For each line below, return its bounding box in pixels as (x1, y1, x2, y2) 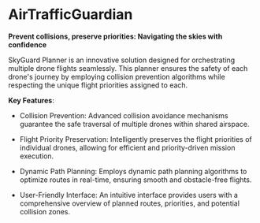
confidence (8, 39, 47, 49)
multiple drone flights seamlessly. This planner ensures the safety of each (8, 63, 248, 72)
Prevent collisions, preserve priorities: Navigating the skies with (8, 32, 223, 41)
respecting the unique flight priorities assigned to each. (8, 80, 188, 90)
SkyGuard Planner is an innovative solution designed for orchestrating (8, 55, 236, 65)
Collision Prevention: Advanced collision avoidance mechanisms (19, 110, 228, 120)
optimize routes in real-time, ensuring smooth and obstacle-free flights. (19, 175, 252, 184)
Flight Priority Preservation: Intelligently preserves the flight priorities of (19, 134, 252, 143)
